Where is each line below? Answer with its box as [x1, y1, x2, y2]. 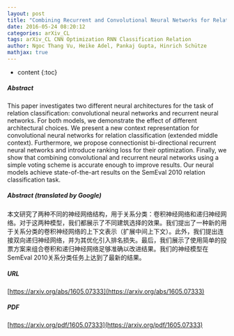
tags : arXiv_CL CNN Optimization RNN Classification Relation [7, 36, 192, 43]
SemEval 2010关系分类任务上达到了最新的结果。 [7, 253, 146, 262]
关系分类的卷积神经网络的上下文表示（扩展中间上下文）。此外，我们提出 [13, 227, 218, 235]
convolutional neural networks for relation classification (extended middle [7, 131, 218, 139]
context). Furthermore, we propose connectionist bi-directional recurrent [7, 138, 217, 147]
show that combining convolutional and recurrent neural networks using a [7, 153, 219, 161]
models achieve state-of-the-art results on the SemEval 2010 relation [7, 168, 205, 176]
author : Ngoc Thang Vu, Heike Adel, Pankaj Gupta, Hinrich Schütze [7, 42, 208, 49]
